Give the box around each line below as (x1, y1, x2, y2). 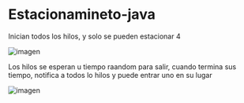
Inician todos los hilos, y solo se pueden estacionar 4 (8, 31, 181, 41)
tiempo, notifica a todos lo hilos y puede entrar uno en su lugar (8, 70, 212, 79)
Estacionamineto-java (8, 6, 156, 24)
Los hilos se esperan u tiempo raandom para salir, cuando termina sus (8, 61, 237, 72)
